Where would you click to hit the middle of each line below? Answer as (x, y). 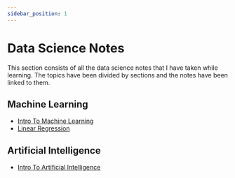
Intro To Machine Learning (55, 121)
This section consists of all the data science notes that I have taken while (113, 68)
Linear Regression (43, 128)
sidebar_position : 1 (38, 14)
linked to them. (29, 82)
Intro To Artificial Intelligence (59, 168)
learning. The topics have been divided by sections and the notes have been (117, 75)
